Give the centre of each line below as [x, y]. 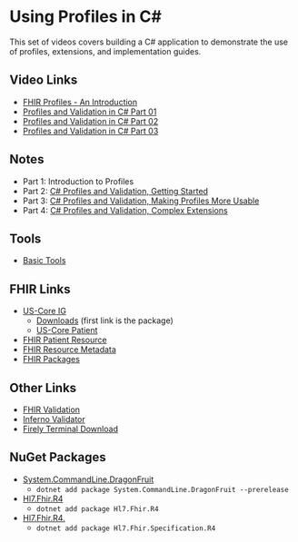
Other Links [43, 388]
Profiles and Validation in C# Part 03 [90, 131]
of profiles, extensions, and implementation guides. [105, 51]
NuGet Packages [58, 457]
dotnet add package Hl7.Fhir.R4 [97, 509]
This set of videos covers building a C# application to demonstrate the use [149, 42]
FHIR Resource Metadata [69, 350]
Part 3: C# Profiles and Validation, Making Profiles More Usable [141, 201]
